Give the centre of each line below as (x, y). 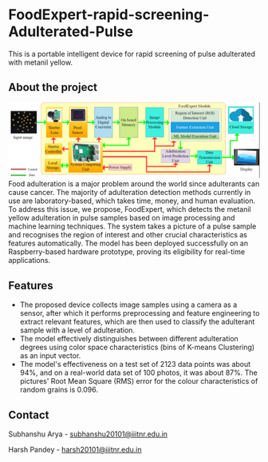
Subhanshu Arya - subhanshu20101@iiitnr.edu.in (88, 434)
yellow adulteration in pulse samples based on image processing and (122, 218)
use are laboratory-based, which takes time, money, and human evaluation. (132, 201)
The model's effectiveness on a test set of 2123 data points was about (135, 364)
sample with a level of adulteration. (77, 330)
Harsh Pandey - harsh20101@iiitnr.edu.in (75, 449)
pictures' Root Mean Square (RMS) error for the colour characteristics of (139, 381)
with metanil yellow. (41, 62)
